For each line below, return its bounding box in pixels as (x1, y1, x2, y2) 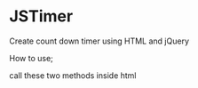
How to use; (9, 52, 53, 63)
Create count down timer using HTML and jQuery (9, 36, 189, 46)
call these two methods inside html (9, 69, 137, 81)
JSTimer (9, 6, 74, 27)
